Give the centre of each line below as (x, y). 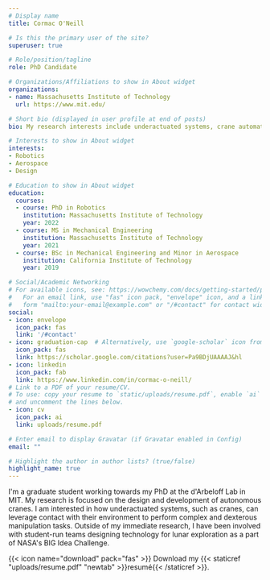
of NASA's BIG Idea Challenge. (59, 543)
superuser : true (35, 45)
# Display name (34, 16)
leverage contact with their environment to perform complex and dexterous (133, 517)
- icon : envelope (37, 320)
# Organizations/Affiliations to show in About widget (102, 82)
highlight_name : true (45, 469)
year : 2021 (41, 245)
